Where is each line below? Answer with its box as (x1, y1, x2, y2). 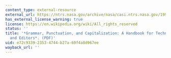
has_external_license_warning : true (5, 17, 83, 22)
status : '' (5, 26, 28, 31)
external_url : (5, 12, 36, 17)
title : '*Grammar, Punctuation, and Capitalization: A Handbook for (5, 31, 154, 36)
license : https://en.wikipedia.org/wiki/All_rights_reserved (5, 21, 138, 27)
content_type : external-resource (5, 7, 76, 13)
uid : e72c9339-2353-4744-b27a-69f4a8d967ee (5, 40, 99, 45)
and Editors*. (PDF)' (10, 36, 56, 41)
